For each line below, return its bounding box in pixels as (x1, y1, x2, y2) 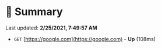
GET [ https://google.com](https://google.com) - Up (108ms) (13, 35, 156, 42)
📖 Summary (5, 5, 63, 19)
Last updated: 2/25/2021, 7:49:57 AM (5, 24, 97, 31)
